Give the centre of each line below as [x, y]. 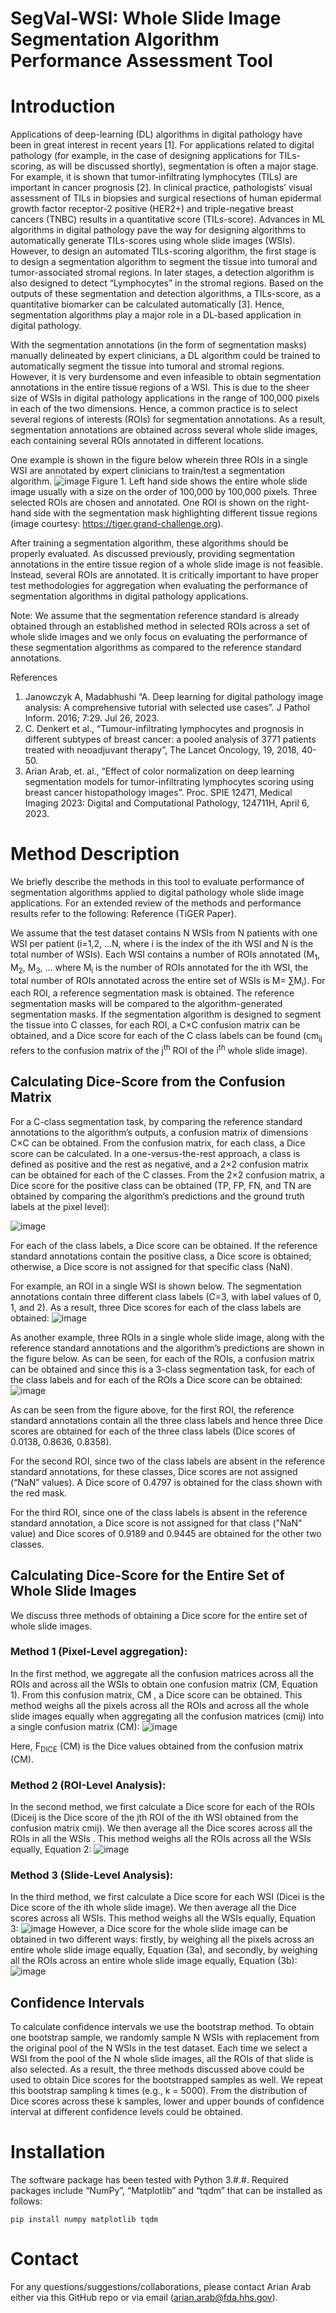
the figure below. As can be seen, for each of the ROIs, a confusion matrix [162, 1358]
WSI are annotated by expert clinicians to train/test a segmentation [148, 471]
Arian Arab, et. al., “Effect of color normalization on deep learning [159, 771]
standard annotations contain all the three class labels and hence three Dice [166, 1420]
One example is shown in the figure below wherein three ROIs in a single [159, 460]
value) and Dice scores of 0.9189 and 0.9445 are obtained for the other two [166, 1533]
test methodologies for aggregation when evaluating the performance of [159, 586]
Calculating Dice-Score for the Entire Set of [147, 1575]
